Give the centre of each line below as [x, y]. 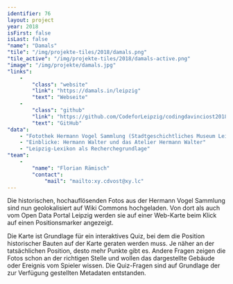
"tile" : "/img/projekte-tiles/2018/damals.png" [77, 53]
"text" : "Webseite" [60, 98]
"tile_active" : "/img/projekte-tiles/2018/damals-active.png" [99, 59]
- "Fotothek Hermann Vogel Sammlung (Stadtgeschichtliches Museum [118, 136]
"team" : [18, 156]
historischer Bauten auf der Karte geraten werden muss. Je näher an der [111, 244]
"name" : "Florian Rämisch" [71, 168]
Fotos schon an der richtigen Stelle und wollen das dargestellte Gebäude [111, 258]
